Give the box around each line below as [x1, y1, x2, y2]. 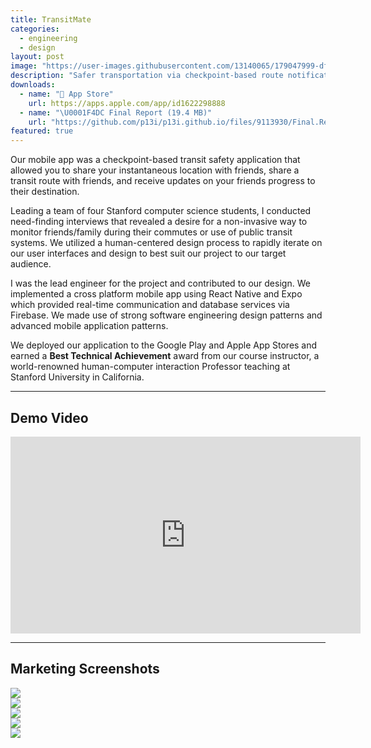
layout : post [10, 52, 65, 62]
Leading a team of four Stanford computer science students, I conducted [10, 205, 312, 217]
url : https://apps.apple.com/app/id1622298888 [28, 98, 226, 108]
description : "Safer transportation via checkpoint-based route [10, 71, 284, 81]
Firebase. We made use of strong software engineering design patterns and [10, 309, 323, 321]
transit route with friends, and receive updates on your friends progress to [10, 175, 316, 187]
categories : [10, 24, 60, 34]
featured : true [10, 126, 74, 136]
